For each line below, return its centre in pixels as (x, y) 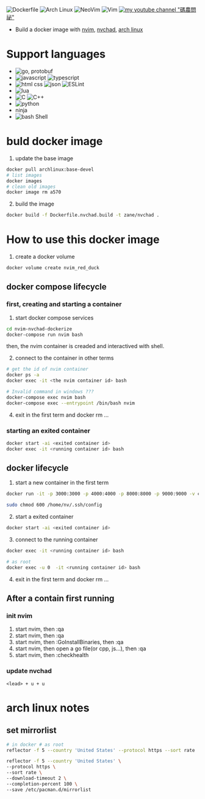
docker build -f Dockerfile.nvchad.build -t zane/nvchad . (83, 215)
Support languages (56, 54)
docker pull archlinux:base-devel (50, 169)
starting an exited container (48, 431)
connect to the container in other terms (64, 358)
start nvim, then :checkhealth (52, 655)
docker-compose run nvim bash (45, 335)
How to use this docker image (83, 240)
